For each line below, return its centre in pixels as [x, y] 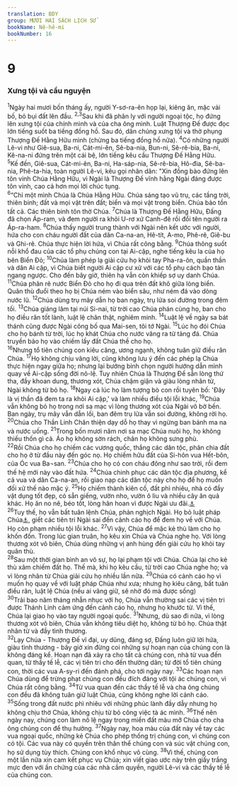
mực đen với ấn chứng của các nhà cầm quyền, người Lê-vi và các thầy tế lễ [118, 768]
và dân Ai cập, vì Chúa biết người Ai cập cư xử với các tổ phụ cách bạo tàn [116, 267]
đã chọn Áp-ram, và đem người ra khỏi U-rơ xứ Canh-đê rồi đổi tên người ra [117, 219]
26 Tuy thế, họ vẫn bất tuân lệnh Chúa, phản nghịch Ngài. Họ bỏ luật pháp [114, 512]
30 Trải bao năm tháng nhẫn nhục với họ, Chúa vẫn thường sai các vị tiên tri [116, 599]
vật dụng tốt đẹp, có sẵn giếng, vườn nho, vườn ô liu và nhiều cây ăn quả [114, 496]
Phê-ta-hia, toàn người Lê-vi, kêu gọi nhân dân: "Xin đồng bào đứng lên [124, 172]
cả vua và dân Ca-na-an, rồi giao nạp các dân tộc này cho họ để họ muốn [115, 480]
